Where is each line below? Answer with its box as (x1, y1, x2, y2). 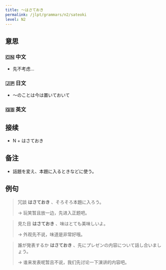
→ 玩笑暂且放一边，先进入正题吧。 (17, 210, 90, 216)
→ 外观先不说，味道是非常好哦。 (17, 231, 86, 237)
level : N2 (5, 17, 26, 22)
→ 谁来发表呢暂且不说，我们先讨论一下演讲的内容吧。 (17, 259, 130, 265)
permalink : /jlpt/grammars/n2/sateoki (5, 12, 87, 17)
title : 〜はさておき (5, 7, 44, 13)
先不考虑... (12, 66, 34, 72)
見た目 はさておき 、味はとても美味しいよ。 (17, 220, 108, 226)
